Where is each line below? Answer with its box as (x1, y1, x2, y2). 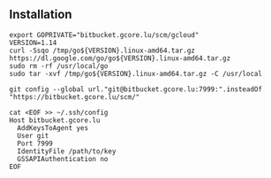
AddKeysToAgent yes (17, 123, 89, 132)
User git (17, 131, 49, 140)
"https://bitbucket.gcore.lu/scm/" (9, 92, 140, 101)
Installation (9, 7, 72, 22)
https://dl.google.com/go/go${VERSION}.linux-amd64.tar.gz (9, 53, 231, 63)
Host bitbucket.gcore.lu (9, 115, 101, 125)
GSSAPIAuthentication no (17, 154, 109, 163)
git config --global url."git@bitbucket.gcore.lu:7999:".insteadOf (9, 84, 263, 94)
